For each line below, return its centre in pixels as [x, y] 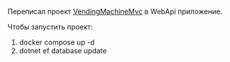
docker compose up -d [57, 42]
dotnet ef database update [63, 50]
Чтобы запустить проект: [50, 27]
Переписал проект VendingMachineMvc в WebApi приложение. [115, 12]
